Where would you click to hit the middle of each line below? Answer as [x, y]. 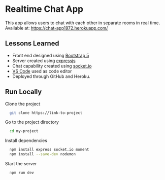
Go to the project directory [32, 122]
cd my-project [24, 131]
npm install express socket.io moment [49, 150]
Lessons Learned [32, 44]
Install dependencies [26, 141]
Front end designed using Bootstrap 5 [51, 55]
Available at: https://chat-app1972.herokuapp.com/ [57, 28]
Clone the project [23, 104]
